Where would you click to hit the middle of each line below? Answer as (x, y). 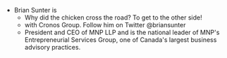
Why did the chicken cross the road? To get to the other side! (113, 17)
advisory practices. (53, 47)
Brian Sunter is (35, 10)
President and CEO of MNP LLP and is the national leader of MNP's (122, 32)
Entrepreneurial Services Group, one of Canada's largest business (121, 40)
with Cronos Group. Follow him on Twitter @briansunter (105, 25)
